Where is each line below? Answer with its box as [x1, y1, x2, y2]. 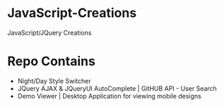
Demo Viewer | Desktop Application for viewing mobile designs [17, 91, 201, 100]
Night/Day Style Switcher [17, 77, 92, 85]
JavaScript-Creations [7, 5, 137, 21]
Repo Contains [7, 53, 95, 69]
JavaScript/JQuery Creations [7, 28, 92, 37]
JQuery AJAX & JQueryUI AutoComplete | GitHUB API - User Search [17, 84, 217, 93]
